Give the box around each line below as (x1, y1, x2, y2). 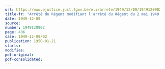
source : (5, 20, 21, 26)
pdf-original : (5, 52, 34, 57)
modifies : (5, 48, 26, 52)
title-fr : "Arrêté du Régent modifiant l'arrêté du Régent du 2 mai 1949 (5, 12, 160, 17)
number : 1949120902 (5, 25, 45, 30)
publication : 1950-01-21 (5, 39, 56, 44)
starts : (5, 43, 21, 48)
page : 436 (5, 30, 26, 34)
